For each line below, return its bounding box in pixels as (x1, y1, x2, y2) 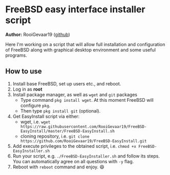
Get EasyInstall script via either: (12, 113, 80, 119)
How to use (5, 67, 42, 76)
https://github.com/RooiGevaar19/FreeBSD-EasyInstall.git (20, 138, 147, 144)
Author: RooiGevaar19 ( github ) (5, 31, 70, 37)
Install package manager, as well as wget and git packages (12, 91, 138, 98)
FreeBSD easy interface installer (5, 4, 145, 15)
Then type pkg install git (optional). (20, 107, 101, 114)
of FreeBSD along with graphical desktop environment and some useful (5, 47, 156, 53)
